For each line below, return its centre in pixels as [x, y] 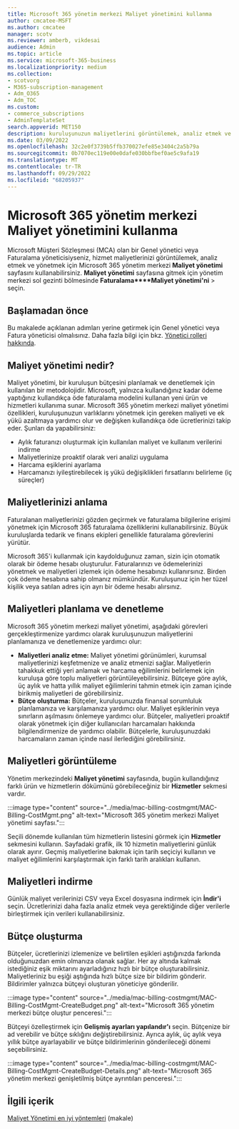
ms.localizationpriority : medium [57, 67]
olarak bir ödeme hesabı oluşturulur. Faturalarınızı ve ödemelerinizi [105, 563]
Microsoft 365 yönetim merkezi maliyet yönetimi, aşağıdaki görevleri [108, 626]
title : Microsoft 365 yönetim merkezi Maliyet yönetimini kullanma [110, 14]
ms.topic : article [35, 54]
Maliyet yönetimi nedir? [61, 365]
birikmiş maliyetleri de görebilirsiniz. [70, 693]
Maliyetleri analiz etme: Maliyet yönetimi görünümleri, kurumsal [112, 655]
